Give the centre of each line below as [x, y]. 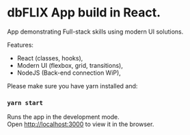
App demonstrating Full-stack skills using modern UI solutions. [95, 32]
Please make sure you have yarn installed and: [72, 86]
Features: [21, 45]
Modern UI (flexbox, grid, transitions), [70, 65]
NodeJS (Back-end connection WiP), [69, 73]
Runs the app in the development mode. [63, 117]
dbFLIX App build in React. [84, 13]
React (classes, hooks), [50, 58]
